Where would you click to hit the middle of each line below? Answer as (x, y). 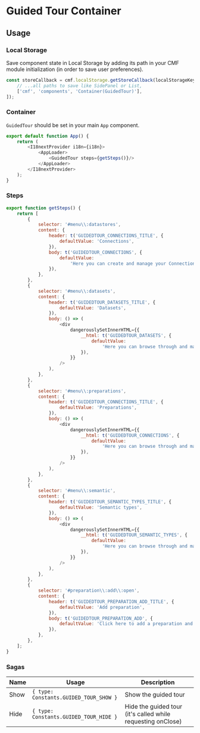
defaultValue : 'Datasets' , (93, 308)
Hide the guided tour (154, 707)
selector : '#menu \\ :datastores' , (79, 225)
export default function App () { (48, 136)
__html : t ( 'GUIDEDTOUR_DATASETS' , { (126, 335)
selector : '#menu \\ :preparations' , (82, 391)
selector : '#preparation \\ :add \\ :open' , (89, 591)
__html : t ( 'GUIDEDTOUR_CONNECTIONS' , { (130, 435)
